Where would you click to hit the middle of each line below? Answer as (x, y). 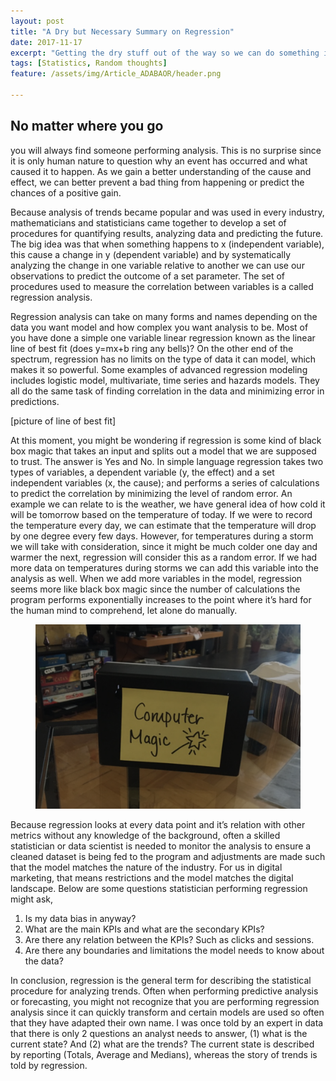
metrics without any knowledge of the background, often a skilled (145, 835)
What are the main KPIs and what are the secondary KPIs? (144, 929)
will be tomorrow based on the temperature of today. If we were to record (161, 514)
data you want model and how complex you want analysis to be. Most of (159, 327)
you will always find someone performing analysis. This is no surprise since (166, 150)
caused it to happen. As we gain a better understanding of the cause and (161, 171)
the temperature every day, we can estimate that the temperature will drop (163, 525)
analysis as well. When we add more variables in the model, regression (156, 578)
